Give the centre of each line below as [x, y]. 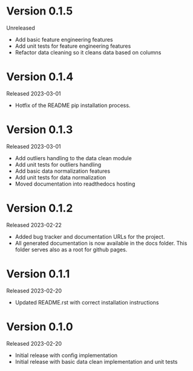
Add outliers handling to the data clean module [73, 158]
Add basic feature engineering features [64, 39]
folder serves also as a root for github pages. [71, 250]
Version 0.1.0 [40, 327]
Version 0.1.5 [40, 11]
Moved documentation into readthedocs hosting [75, 184]
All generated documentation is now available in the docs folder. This [101, 243]
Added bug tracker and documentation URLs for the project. [90, 236]
